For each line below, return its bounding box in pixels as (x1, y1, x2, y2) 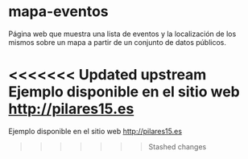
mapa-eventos (8, 2, 109, 21)
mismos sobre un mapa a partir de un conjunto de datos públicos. (8, 37, 227, 47)
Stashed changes (148, 141, 207, 151)
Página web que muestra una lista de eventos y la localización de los (8, 29, 237, 39)
